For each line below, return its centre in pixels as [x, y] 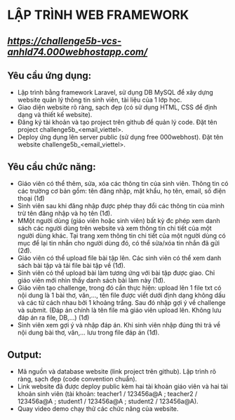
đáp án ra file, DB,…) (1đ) [53, 318]
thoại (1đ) [31, 198]
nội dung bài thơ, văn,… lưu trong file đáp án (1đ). [88, 332]
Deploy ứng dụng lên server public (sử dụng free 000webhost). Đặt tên [120, 137]
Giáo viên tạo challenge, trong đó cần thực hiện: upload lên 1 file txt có [119, 288]
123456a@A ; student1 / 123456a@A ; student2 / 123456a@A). [108, 401]
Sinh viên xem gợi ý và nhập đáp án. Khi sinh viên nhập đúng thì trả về [119, 325]
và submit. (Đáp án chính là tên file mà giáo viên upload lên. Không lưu [119, 310]
